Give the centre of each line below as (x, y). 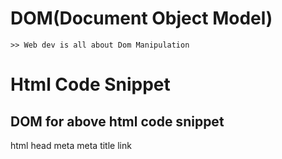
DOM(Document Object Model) (141, 18)
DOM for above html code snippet (117, 121)
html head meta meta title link (71, 145)
